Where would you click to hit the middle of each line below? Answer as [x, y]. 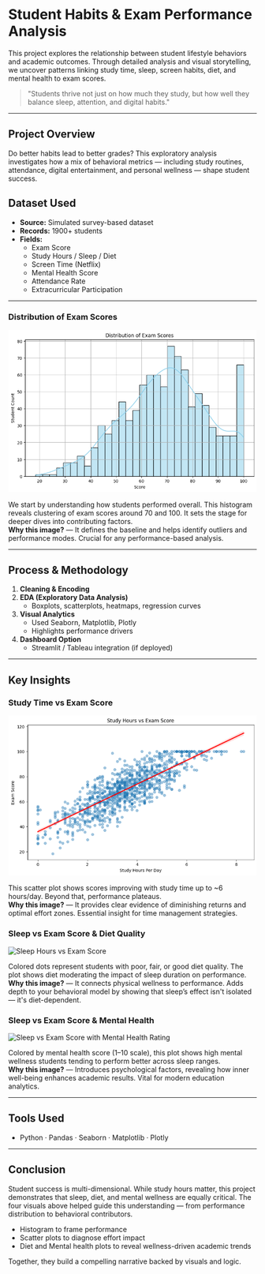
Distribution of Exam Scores [63, 317]
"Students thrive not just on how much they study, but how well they [138, 93]
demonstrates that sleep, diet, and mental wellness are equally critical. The [130, 1197]
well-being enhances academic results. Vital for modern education [116, 1078]
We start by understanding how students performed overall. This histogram [131, 504]
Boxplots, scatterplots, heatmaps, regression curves [116, 606]
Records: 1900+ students [61, 230]
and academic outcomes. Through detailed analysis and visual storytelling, [130, 62]
